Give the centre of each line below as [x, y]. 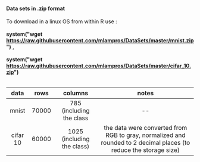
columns [75, 94]
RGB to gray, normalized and [146, 135]
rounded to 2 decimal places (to [146, 143]
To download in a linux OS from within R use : [62, 21]
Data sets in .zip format [36, 8]
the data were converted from [146, 128]
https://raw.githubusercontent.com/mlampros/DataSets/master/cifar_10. [99, 66]
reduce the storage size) [145, 150]
